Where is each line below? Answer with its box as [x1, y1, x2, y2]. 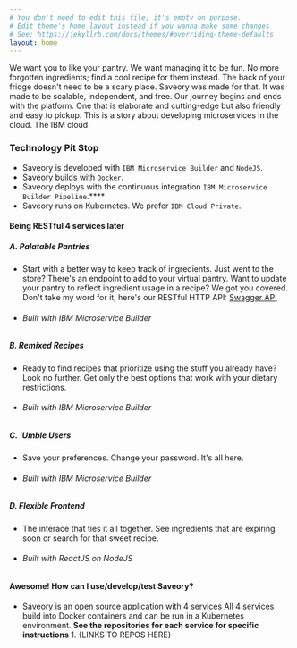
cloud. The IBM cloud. [9, 120, 91, 130]
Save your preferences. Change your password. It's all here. [21, 452, 244, 463]
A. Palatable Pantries [9, 240, 90, 251]
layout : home [9, 38, 58, 47]
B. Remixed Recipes [9, 341, 85, 351]
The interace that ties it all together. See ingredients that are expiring [21, 523, 276, 534]
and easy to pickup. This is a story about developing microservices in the [9, 110, 279, 121]
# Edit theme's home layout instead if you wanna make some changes [9, 21, 270, 30]
